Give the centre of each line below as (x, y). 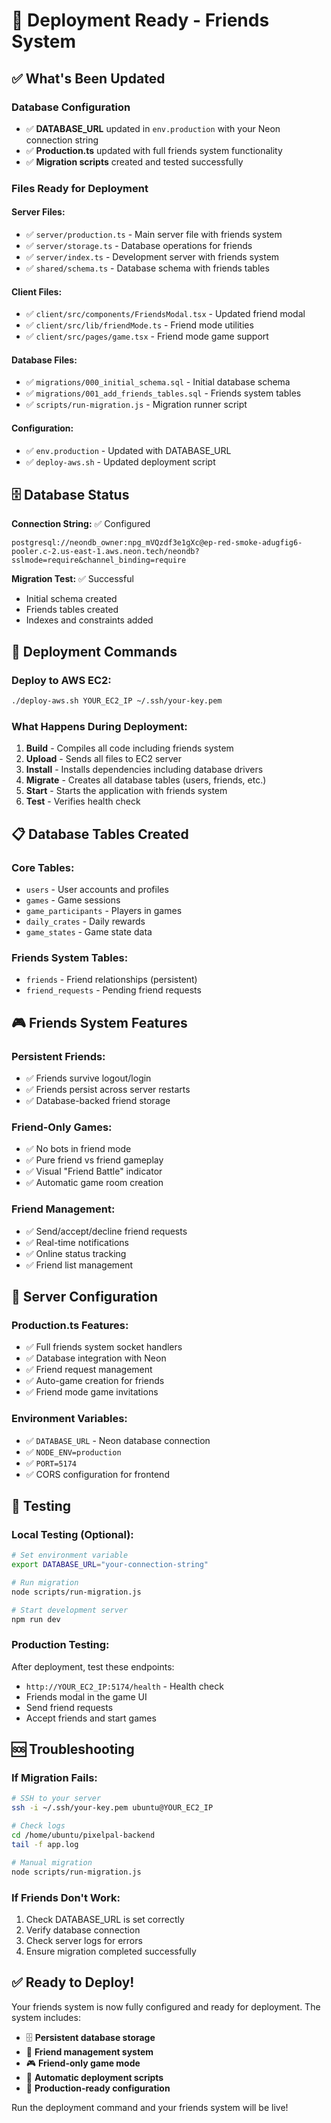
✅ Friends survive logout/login (88, 1078)
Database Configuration (71, 107)
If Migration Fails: (54, 1778)
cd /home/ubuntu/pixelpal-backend (83, 1835)
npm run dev (36, 1619)
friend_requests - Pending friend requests (113, 990)
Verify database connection (83, 1930)
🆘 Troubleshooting (73, 1749)
